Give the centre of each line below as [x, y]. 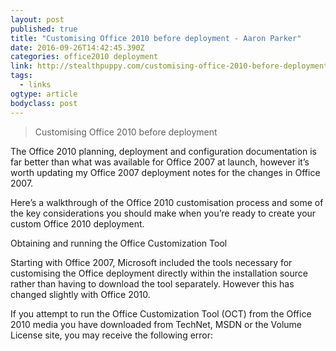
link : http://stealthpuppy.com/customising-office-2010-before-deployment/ [171, 66]
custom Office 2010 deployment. [77, 223]
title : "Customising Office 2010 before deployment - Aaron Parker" [156, 38]
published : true [44, 29]
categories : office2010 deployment [84, 57]
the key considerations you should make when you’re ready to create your [163, 213]
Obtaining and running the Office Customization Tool [119, 243]
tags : [21, 76]
